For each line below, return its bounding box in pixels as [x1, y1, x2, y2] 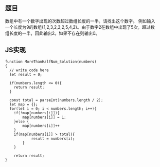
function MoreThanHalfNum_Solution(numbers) [5, 59, 97, 64]
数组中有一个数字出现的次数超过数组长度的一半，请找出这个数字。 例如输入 [5, 18, 156, 24]
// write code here [9, 67, 49, 73]
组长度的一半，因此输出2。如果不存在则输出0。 [5, 30, 100, 36]
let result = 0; [9, 72, 42, 77]
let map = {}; [9, 102, 38, 107]
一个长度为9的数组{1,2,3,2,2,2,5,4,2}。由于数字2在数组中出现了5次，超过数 [5, 24, 155, 30]
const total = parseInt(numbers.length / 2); [9, 98, 104, 103]
